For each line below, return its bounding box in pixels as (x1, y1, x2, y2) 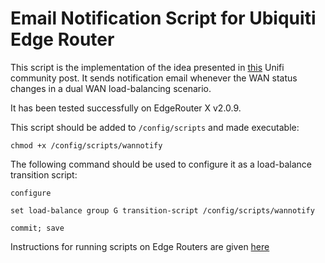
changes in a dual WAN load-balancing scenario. (10, 82, 212, 94)
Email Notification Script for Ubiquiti (10, 7, 317, 30)
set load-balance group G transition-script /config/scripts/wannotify (10, 205, 315, 216)
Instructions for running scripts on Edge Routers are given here (10, 240, 270, 252)
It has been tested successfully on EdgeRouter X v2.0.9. (10, 102, 242, 114)
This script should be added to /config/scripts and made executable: (10, 121, 300, 133)
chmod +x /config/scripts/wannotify (10, 140, 163, 151)
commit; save (10, 223, 65, 233)
